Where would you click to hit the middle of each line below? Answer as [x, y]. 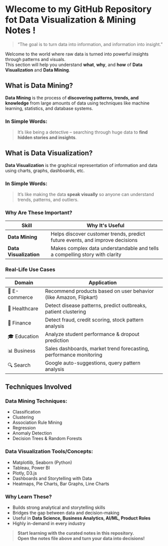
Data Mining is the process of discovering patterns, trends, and [72, 97]
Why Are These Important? [39, 212]
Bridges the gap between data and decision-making [66, 513]
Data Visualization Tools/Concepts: [49, 451]
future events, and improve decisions [94, 240]
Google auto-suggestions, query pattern [93, 362]
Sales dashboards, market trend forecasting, [97, 348]
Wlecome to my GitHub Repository [78, 9]
